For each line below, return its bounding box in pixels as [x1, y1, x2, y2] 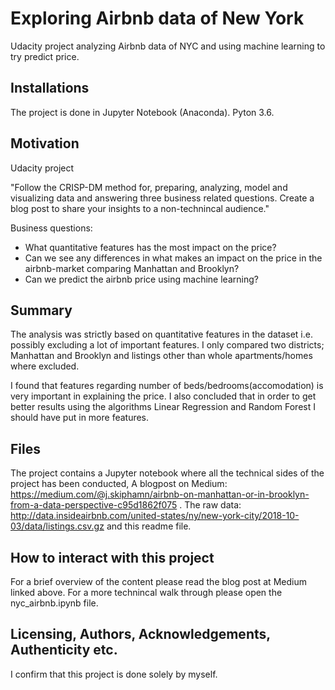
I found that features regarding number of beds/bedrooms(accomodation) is [10, 380, 324, 392]
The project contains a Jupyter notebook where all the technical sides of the [10, 467, 325, 479]
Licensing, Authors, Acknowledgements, [10, 626, 271, 643]
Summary [10, 302, 73, 319]
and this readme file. [106, 520, 192, 532]
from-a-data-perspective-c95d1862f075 [10, 499, 178, 511]
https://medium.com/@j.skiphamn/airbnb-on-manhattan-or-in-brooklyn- [10, 488, 310, 501]
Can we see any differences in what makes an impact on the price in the [24, 252, 323, 264]
